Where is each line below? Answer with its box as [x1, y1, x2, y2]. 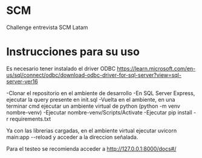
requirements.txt [10, 115, 51, 122]
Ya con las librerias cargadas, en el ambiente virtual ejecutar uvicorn [6, 127, 177, 134]
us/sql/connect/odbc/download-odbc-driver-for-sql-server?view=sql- [6, 71, 181, 79]
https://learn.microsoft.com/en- [117, 65, 196, 72]
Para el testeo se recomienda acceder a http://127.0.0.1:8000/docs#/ [6, 145, 177, 152]
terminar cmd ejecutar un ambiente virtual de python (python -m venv [6, 102, 180, 110]
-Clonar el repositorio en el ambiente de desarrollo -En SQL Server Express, [6, 89, 195, 97]
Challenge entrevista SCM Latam [6, 24, 88, 31]
